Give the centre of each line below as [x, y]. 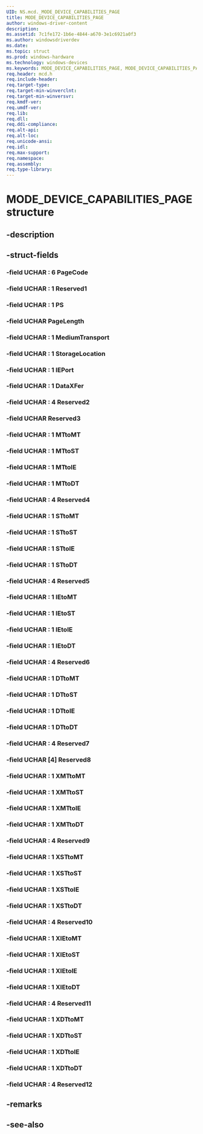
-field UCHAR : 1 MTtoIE [41, 467]
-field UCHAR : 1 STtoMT [43, 516]
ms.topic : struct [28, 51]
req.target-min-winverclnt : [42, 91]
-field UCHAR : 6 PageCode [47, 272]
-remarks [24, 1104]
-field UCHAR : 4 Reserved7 [48, 743]
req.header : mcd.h [29, 74]
